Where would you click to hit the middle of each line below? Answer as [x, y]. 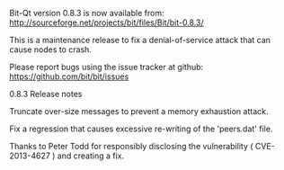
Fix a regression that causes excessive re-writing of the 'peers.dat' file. [141, 129]
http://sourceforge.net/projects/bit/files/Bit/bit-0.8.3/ [106, 22]
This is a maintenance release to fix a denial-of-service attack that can [140, 40]
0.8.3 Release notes [46, 94]
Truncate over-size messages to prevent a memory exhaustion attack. [139, 111]
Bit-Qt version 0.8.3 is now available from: [87, 13]
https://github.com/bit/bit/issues [69, 76]
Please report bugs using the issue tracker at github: [106, 67]
